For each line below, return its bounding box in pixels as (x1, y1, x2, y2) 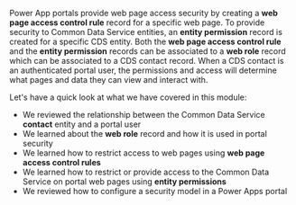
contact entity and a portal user (22, 119, 142, 129)
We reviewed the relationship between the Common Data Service (22, 110, 265, 120)
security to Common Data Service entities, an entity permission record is (9, 27, 282, 37)
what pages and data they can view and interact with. (9, 75, 208, 85)
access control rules (22, 157, 101, 167)
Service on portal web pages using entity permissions (22, 176, 227, 187)
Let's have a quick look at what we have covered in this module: (9, 92, 247, 102)
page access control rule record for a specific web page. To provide (9, 17, 265, 28)
